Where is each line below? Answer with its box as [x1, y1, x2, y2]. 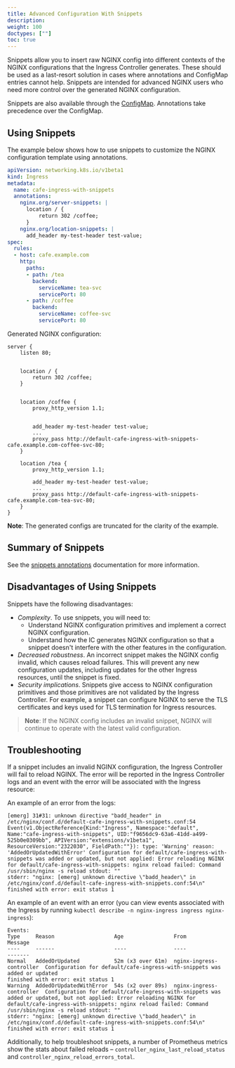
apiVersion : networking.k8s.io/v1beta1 [7, 167, 124, 174]
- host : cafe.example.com [13, 252, 90, 259]
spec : [7, 238, 23, 246]
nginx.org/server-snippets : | [20, 200, 109, 207]
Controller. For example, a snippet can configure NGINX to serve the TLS [17, 695, 228, 703]
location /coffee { [20, 398, 77, 405]
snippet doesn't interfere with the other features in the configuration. [27, 643, 227, 651]
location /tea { [20, 460, 68, 467]
